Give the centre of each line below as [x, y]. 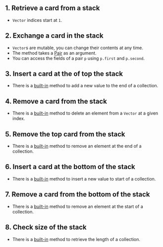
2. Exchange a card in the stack [54, 36]
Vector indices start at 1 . [37, 20]
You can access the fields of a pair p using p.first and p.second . [79, 58]
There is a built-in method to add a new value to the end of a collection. [85, 86]
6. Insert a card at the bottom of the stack [70, 167]
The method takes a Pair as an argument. [54, 53]
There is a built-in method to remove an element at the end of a [77, 146]
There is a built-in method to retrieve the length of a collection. [76, 239]
